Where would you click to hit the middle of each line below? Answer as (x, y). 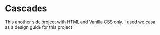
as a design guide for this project (39, 27)
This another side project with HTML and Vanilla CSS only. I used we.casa (80, 22)
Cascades (26, 9)
